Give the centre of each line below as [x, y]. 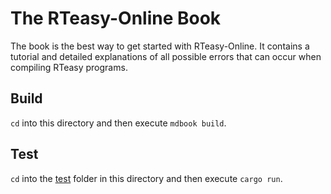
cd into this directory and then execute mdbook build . [118, 123]
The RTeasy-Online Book [116, 18]
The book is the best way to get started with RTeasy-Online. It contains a [160, 46]
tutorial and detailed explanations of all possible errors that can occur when [166, 56]
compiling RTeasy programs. [69, 67]
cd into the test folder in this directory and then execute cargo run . [146, 178]
